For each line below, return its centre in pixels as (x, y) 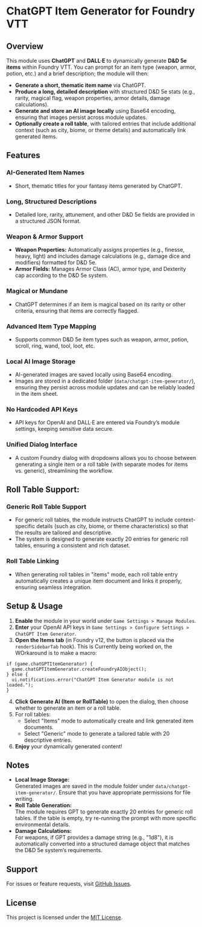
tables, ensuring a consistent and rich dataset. (73, 546)
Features (23, 155)
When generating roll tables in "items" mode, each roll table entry (96, 574)
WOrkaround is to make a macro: (56, 652)
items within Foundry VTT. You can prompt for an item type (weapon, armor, (101, 67)
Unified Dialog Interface (42, 445)
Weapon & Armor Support (45, 237)
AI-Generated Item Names (46, 173)
